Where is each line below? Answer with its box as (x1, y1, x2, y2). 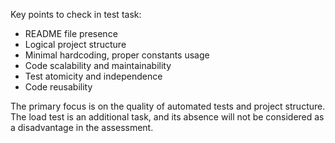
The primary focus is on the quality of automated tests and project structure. (10, 100, 326, 112)
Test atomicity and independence (24, 70, 163, 82)
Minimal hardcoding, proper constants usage (24, 49, 210, 61)
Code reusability (24, 81, 93, 93)
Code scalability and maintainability (24, 60, 172, 71)
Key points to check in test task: (10, 9, 142, 20)
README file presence (24, 28, 118, 39)
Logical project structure (24, 39, 127, 50)
